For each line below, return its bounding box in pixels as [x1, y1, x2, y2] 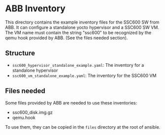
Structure [5, 49, 35, 57]
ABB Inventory [5, 3, 66, 14]
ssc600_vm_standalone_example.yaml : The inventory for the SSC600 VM [12, 72, 157, 79]
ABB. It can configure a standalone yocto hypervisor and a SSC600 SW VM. [5, 24, 159, 30]
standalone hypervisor [12, 67, 58, 73]
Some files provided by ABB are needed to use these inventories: [5, 100, 137, 106]
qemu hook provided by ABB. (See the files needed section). [5, 35, 128, 41]
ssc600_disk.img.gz [12, 109, 53, 115]
